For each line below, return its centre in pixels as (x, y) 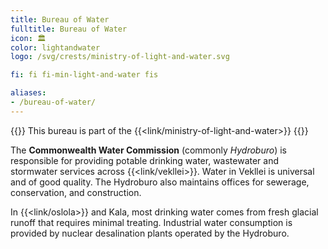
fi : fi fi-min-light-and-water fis (84, 75)
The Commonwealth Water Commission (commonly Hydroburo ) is (148, 150)
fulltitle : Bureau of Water (69, 29)
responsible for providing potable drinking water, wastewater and (145, 160)
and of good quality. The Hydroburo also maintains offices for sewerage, (160, 182)
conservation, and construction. (76, 192)
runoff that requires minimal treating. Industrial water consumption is (151, 222)
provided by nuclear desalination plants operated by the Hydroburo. (150, 233)
